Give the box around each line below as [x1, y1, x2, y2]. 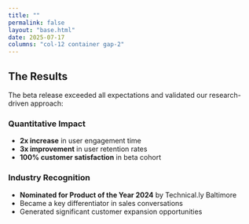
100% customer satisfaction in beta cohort [19, 153, 162, 162]
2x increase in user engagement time [19, 136, 141, 146]
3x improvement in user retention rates [19, 144, 148, 154]
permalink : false [8, 19, 65, 27]
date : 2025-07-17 [8, 33, 65, 42]
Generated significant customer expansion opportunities [19, 207, 203, 216]
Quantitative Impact [8, 118, 86, 129]
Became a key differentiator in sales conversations [19, 198, 183, 208]
